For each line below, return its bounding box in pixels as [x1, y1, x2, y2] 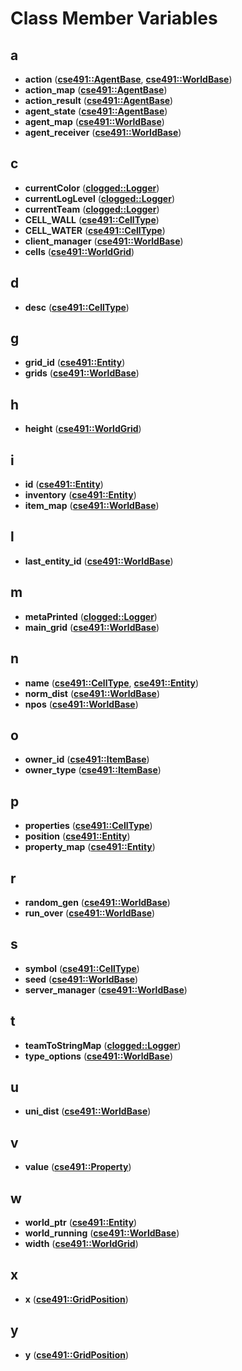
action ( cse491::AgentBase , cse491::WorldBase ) [24, 73, 233, 85]
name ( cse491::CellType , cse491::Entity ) [24, 677, 199, 689]
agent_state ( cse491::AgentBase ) [24, 105, 168, 117]
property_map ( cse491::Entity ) [24, 841, 156, 853]
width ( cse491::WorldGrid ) [24, 1238, 139, 1249]
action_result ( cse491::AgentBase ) [24, 95, 174, 106]
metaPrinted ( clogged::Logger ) [24, 610, 158, 622]
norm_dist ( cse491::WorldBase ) [24, 687, 160, 699]
